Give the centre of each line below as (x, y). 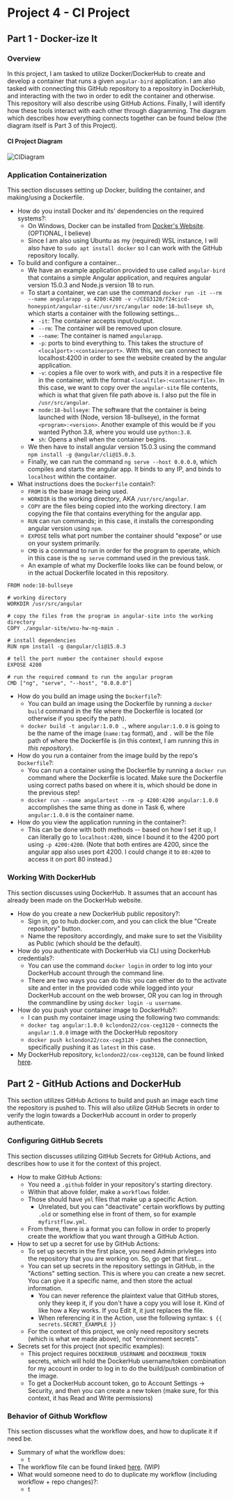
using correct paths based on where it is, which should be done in (122, 785)
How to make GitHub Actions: (60, 1177)
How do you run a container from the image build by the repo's (108, 755)
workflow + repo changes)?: (58, 1482)
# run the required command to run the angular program (90, 677)
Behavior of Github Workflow (57, 1416)
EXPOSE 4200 (24, 665)
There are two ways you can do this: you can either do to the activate (127, 980)
